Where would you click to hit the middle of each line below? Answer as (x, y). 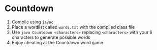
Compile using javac (32, 22)
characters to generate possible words (51, 37)
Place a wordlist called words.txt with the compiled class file (73, 27)
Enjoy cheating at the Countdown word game (58, 42)
